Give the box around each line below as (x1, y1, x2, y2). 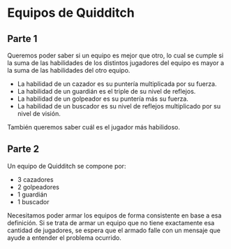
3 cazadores (17, 175, 54, 183)
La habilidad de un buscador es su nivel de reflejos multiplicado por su (17, 102, 221, 110)
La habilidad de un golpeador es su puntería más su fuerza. (17, 94, 188, 103)
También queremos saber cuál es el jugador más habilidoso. (7, 123, 180, 131)
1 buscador (17, 197, 50, 206)
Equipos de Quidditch (7, 5, 135, 21)
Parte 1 (7, 33, 38, 45)
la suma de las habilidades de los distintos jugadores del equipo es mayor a (7, 59, 225, 67)
